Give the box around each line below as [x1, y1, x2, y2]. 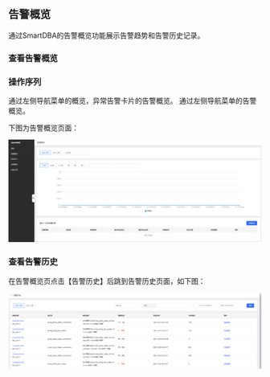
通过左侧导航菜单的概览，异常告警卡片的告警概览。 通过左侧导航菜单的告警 [8, 96, 257, 106]
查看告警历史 [8, 256, 59, 268]
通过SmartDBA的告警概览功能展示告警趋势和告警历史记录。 [8, 31, 205, 40]
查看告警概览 [8, 52, 59, 64]
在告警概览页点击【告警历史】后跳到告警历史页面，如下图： [8, 276, 206, 285]
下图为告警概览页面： [8, 123, 79, 133]
